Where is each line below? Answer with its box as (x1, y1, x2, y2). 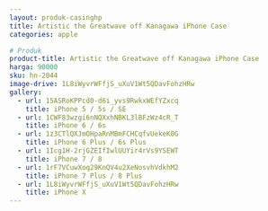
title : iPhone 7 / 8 (25, 154, 103, 163)
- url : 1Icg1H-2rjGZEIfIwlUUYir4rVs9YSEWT (17, 146, 179, 155)
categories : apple (9, 30, 78, 39)
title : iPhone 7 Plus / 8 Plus (25, 171, 143, 180)
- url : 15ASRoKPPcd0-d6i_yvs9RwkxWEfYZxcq (17, 96, 179, 105)
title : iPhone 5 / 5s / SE (25, 104, 127, 113)
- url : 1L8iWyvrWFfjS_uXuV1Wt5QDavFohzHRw (17, 180, 179, 189)
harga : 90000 (9, 63, 58, 72)
